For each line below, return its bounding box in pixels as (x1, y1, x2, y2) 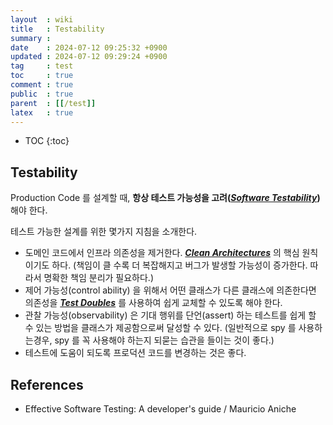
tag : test (10, 61, 74, 71)
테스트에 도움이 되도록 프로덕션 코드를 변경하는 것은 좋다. (24, 347, 247, 359)
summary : (10, 33, 52, 43)
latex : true (10, 107, 74, 118)
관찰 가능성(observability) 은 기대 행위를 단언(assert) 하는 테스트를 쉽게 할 (24, 309, 317, 321)
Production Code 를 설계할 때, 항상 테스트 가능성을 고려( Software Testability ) (10, 192, 321, 204)
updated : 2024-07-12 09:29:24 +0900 (10, 52, 168, 62)
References (10, 376, 84, 393)
